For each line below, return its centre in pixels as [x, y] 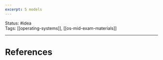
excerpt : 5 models [24, 9]
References [29, 52]
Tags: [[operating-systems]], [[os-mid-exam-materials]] [61, 28]
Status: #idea [18, 23]
